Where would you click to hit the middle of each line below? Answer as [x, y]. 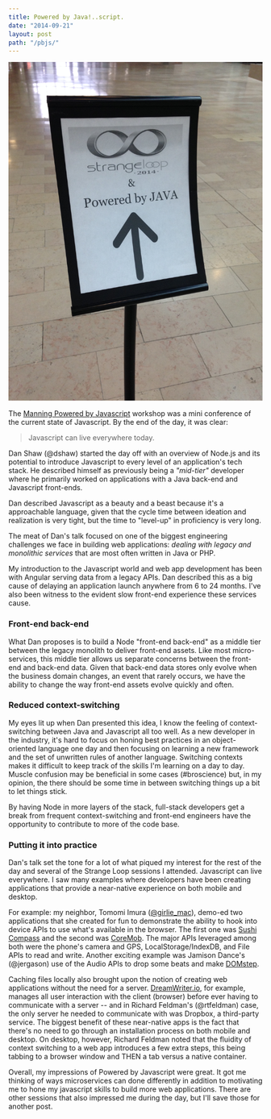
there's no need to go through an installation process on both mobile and [129, 1031]
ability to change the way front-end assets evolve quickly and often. [121, 684]
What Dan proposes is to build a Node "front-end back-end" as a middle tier [135, 642]
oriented [22, 748]
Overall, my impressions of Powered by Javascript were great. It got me [127, 1072]
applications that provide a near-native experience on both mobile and [125, 888]
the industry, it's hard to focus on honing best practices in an [110, 740]
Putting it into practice [53, 845]
